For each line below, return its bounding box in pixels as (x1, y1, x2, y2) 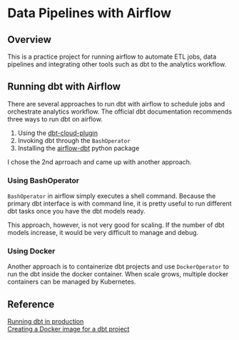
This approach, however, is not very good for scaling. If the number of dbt (7, 221, 225, 229)
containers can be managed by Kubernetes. (7, 277, 136, 286)
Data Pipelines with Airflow (7, 5, 172, 21)
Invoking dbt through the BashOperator (17, 136, 131, 144)
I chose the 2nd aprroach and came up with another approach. (7, 157, 192, 166)
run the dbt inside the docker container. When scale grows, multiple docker (7, 270, 229, 279)
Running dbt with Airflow (7, 81, 121, 93)
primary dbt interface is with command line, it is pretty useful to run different (7, 199, 232, 208)
